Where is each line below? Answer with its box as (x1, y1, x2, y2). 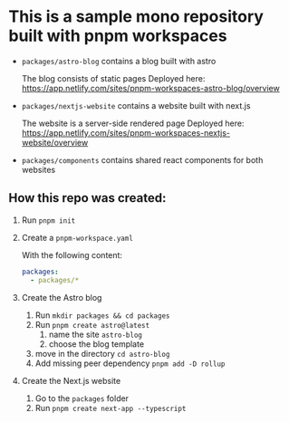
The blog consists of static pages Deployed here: (21, 72, 206, 83)
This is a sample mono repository (8, 6, 265, 27)
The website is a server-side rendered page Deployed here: (21, 118, 245, 129)
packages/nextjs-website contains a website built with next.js (21, 100, 251, 110)
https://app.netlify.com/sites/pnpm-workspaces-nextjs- (21, 127, 230, 138)
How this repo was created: (8, 190, 167, 206)
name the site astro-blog (48, 329, 142, 340)
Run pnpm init (21, 215, 76, 225)
